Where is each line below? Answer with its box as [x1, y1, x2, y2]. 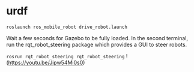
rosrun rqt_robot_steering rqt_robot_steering [6, 53, 125, 59]
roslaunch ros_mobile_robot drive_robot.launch [6, 24, 128, 30]
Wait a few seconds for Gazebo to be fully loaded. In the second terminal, [6, 34, 188, 41]
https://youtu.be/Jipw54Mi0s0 [8, 59, 83, 66]
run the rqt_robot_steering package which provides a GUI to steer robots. [6, 41, 187, 48]
